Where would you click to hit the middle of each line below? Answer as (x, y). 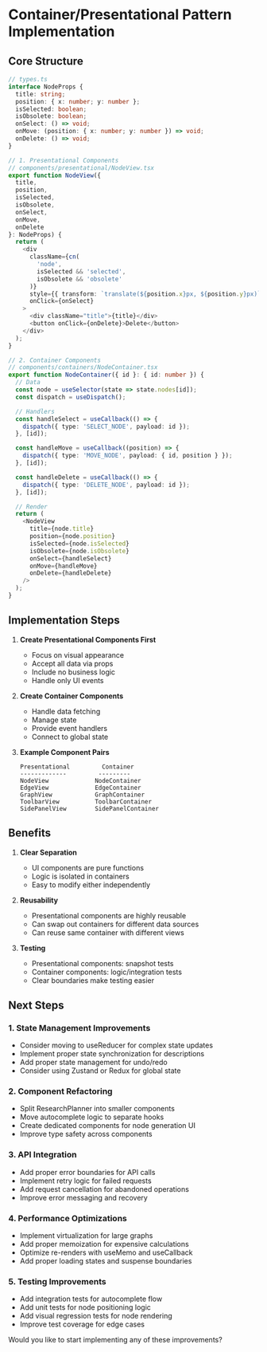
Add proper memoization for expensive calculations (104, 1244)
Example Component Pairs (64, 752)
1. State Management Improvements (79, 1028)
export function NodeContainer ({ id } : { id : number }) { (106, 375)
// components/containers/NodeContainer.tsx (83, 367)
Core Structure (46, 61)
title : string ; (41, 94)
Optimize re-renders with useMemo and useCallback (106, 1252)
